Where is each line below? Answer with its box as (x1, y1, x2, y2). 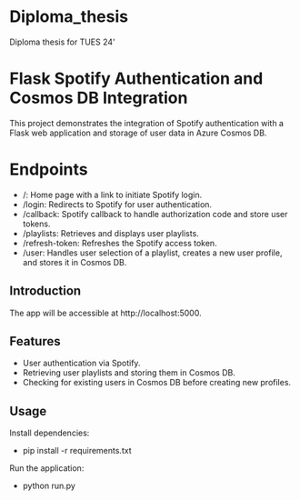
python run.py (22, 480, 75, 492)
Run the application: (9, 463, 85, 474)
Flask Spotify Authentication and (9, 68, 264, 89)
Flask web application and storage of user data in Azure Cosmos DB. (9, 127, 267, 138)
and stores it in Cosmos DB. (22, 256, 127, 267)
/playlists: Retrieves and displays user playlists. (22, 227, 200, 238)
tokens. (22, 218, 51, 229)
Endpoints (9, 159, 88, 180)
